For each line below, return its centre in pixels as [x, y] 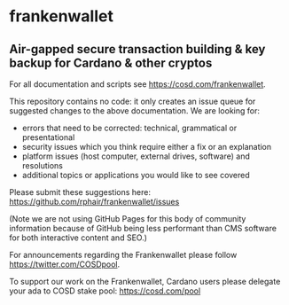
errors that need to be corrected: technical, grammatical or [129, 128]
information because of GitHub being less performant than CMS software [143, 228]
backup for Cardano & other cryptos [111, 63]
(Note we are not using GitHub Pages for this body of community [128, 219]
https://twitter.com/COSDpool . [65, 264]
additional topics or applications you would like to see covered [136, 175]
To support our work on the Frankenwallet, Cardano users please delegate [145, 282]
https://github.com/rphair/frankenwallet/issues [94, 202]
